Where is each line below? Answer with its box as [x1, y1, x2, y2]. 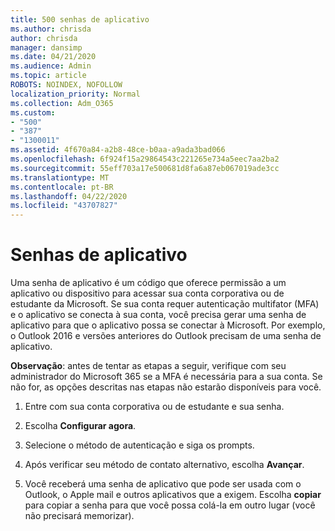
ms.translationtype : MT [10, 172, 110, 183]
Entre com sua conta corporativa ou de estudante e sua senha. [24, 401, 285, 413]
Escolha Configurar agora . [24, 420, 137, 432]
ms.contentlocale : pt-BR [10, 182, 114, 192]
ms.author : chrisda [10, 24, 92, 34]
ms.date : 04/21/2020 [10, 52, 97, 62]
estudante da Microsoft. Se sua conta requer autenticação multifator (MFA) [10, 298, 320, 310]
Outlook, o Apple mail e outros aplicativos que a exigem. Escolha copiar [24, 489, 322, 501]
